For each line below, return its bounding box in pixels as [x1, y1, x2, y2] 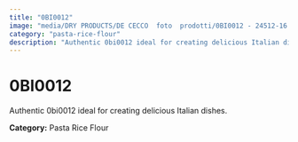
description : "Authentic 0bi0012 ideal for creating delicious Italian [9, 37, 279, 47]
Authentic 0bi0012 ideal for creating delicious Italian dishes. [9, 106, 228, 116]
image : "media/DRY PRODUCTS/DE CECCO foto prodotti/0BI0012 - [9, 21, 252, 30]
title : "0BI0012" [9, 12, 74, 22]
